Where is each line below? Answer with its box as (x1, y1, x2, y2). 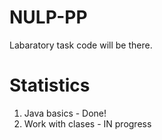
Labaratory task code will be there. (9, 39, 153, 51)
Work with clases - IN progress (23, 117, 152, 130)
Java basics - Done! (23, 107, 107, 119)
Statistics (9, 74, 91, 97)
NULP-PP (9, 6, 88, 29)
